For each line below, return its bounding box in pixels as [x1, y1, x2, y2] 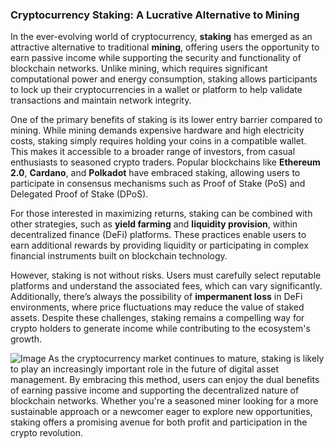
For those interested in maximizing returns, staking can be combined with [10, 208, 313, 220]
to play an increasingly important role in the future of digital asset [10, 363, 280, 375]
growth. [10, 333, 43, 345]
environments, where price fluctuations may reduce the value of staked [10, 301, 305, 313]
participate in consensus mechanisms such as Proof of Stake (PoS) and [10, 178, 306, 190]
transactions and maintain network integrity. [10, 94, 192, 107]
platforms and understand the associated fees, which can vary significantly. [10, 280, 323, 292]
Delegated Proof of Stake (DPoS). [10, 188, 149, 200]
